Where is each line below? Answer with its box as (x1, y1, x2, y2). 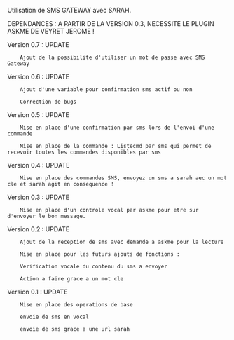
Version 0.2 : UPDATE (7, 225, 70, 233)
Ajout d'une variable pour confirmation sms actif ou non (20, 86, 193, 93)
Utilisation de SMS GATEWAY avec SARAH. (7, 6, 132, 14)
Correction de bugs (20, 98, 77, 105)
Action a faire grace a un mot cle (20, 276, 124, 283)
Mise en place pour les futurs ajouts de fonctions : (20, 251, 180, 258)
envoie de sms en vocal (20, 313, 90, 320)
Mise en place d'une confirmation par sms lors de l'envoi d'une (20, 124, 215, 131)
